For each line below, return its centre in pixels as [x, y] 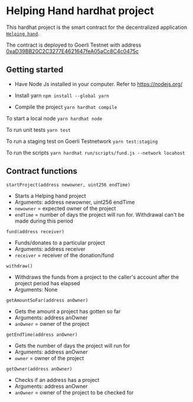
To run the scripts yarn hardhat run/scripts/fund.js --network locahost [96, 152]
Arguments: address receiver [50, 249]
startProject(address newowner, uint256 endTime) [68, 185]
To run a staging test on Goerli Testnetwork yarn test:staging [82, 141]
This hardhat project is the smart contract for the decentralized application [97, 27]
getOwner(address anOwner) [39, 369]
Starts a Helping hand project [50, 195]
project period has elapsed [47, 283]
